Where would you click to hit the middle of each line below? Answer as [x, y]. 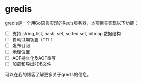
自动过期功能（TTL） [34, 40]
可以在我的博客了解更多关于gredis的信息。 [48, 75]
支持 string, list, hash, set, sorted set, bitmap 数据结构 [67, 33]
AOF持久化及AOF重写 [34, 58]
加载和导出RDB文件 [32, 64]
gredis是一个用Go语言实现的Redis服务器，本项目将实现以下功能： [72, 23]
